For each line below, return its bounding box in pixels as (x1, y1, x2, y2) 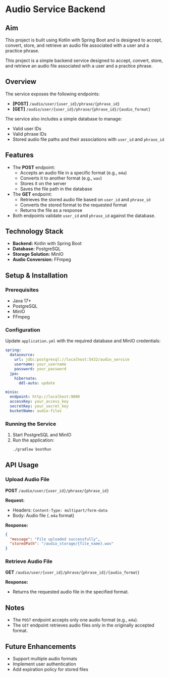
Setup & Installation (5, 271, 68, 279)
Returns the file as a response (20, 207, 82, 213)
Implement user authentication (12, 661, 77, 667)
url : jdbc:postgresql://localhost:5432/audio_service (14, 357, 130, 362)
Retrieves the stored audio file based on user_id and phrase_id (20, 196, 151, 202)
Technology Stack (5, 227, 64, 236)
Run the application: (12, 437, 54, 443)
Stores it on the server (20, 180, 67, 186)
